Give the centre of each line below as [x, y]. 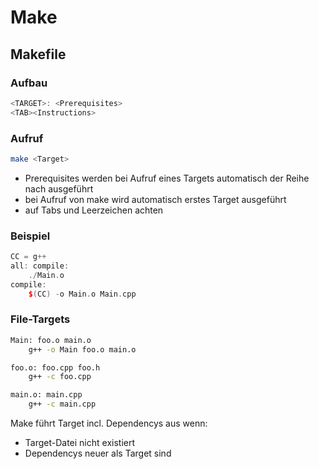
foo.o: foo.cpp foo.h [55, 367]
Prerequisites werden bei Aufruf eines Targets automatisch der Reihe [167, 178]
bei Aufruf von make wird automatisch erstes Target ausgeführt [155, 199]
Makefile [38, 54]
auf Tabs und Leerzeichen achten [94, 210]
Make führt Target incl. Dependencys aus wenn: [109, 423]
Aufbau [29, 83]
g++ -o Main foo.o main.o [82, 349]
